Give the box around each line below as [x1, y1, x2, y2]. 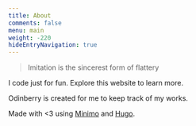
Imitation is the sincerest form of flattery [27, 63, 159, 72]
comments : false [8, 19, 62, 27]
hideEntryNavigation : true [8, 41, 98, 49]
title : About [8, 11, 52, 20]
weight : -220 [8, 33, 52, 42]
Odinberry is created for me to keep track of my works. [8, 94, 189, 103]
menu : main [8, 26, 44, 34]
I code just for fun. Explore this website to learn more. [8, 78, 184, 88]
